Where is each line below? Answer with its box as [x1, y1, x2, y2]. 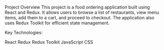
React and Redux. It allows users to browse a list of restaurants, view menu [4, 9, 159, 15]
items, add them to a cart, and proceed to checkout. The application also [4, 15, 154, 20]
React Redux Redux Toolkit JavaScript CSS [4, 39, 93, 45]
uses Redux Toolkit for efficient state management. [4, 20, 110, 26]
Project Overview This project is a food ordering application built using [4, 4, 150, 10]
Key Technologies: [4, 30, 43, 35]
